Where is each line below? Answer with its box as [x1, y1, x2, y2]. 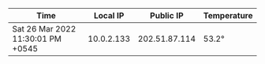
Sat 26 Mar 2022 [12, 24, 77, 34]
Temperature [203, 10, 253, 21]
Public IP [149, 10, 184, 21]
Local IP [93, 10, 125, 21]
